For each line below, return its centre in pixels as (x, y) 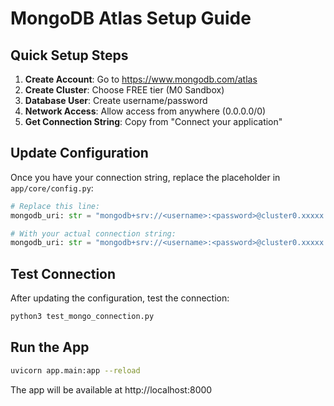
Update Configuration (79, 153)
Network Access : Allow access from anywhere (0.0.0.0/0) (145, 111)
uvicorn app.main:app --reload (75, 370)
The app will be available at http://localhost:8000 (111, 389)
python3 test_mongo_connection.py (82, 317)
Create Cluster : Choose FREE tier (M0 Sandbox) (124, 90)
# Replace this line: (55, 206)
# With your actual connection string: (93, 233)
